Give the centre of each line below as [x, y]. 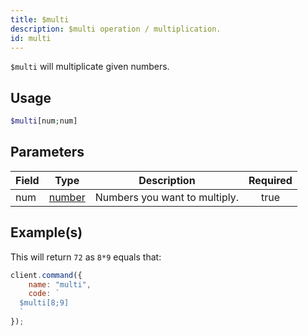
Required [270, 180]
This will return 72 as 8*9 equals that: [86, 257]
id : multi [31, 38]
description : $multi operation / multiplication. [116, 29]
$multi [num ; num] [44, 121]
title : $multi [40, 19]
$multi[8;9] [44, 303]
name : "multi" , [60, 284]
